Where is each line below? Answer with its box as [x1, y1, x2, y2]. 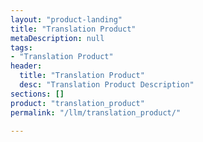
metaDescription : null [10, 33, 105, 43]
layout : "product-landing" [10, 14, 123, 25]
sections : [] [10, 89, 65, 99]
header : [10, 61, 43, 71]
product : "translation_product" [10, 98, 145, 108]
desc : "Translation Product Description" [19, 80, 195, 90]
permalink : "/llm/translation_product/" [10, 107, 182, 118]
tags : [10, 42, 33, 53]
